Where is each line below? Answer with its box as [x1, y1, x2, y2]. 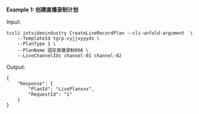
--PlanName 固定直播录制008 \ [17, 47, 89, 53]
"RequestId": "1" [28, 91, 72, 97]
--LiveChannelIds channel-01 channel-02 [17, 53, 122, 59]
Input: [6, 18, 21, 25]
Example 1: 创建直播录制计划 [6, 6, 78, 13]
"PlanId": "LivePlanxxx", [28, 86, 95, 92]
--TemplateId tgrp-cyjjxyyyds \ [17, 36, 100, 42]
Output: [6, 64, 26, 70]
